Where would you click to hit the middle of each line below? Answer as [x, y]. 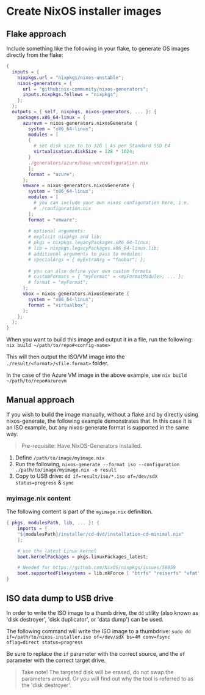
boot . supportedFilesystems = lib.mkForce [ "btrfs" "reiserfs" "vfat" [109, 573]
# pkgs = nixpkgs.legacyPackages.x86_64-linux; [90, 243]
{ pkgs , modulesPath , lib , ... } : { [53, 523]
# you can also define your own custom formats [90, 271]
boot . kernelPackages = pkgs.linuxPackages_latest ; [83, 557]
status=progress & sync [45, 482]
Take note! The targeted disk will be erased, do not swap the [97, 672]
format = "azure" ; [52, 174]
